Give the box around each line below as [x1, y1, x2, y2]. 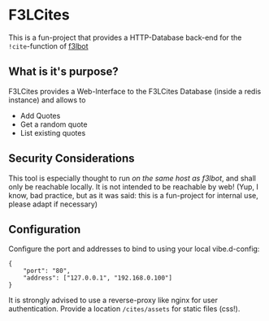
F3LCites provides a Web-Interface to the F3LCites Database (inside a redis [8, 86, 262, 96]
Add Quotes [20, 111, 61, 120]
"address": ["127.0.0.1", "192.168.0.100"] [23, 274, 173, 282]
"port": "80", [23, 267, 71, 275]
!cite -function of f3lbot [8, 41, 89, 50]
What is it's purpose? [8, 65, 119, 79]
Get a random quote [20, 119, 88, 129]
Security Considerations [8, 152, 136, 166]
